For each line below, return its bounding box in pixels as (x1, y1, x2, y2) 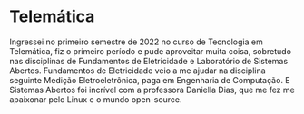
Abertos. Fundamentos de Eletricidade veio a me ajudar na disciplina (9, 65, 266, 76)
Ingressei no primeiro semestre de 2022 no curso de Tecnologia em (9, 36, 263, 47)
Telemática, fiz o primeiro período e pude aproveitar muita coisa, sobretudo (9, 45, 292, 56)
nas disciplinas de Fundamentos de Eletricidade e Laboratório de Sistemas (9, 55, 289, 66)
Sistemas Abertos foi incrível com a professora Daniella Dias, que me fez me (9, 84, 295, 95)
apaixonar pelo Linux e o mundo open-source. (9, 93, 183, 105)
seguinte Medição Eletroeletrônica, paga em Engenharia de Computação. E (9, 74, 290, 85)
